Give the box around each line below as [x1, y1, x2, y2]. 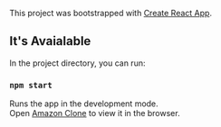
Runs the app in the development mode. [9, 98, 159, 109]
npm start [9, 80, 53, 90]
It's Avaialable [9, 33, 91, 49]
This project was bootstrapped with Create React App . [9, 8, 213, 18]
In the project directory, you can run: [9, 58, 146, 68]
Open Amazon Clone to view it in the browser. [9, 108, 180, 119]
